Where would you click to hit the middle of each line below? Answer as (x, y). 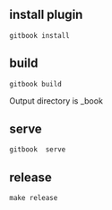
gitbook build (36, 84)
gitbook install (39, 35)
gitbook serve (38, 150)
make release (34, 198)
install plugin (46, 15)
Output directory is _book (56, 100)
